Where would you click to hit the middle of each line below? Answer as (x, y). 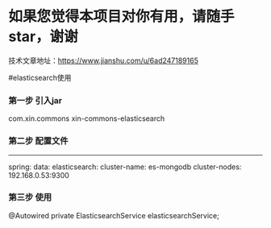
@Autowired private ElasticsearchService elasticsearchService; (114, 215)
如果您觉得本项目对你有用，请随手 (122, 17)
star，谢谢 (43, 37)
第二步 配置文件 (38, 141)
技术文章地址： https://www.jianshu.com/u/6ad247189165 (104, 60)
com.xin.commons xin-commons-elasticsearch (87, 118)
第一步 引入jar (35, 100)
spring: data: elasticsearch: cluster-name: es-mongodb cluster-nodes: (125, 167)
